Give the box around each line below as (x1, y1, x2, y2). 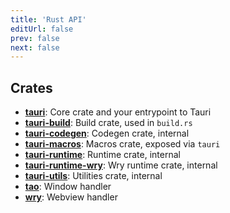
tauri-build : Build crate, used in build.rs (24, 117, 193, 129)
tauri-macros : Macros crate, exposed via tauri (24, 138, 221, 150)
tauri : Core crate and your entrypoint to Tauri (24, 106, 212, 118)
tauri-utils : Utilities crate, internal (24, 170, 163, 182)
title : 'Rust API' (10, 14, 87, 25)
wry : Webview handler (24, 191, 118, 203)
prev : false (10, 33, 60, 43)
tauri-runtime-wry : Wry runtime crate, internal (24, 159, 218, 171)
